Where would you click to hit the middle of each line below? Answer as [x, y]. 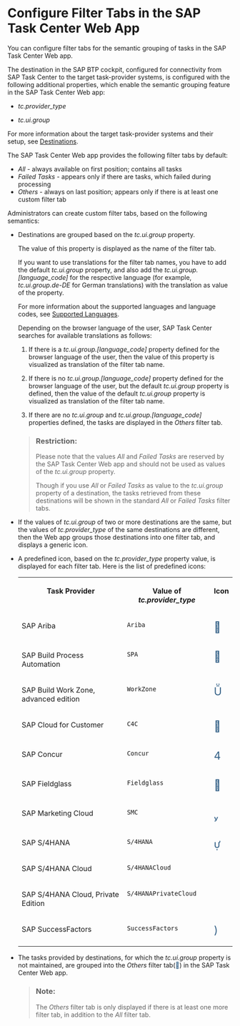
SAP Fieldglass [46, 784]
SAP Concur [42, 755]
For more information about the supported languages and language [117, 306]
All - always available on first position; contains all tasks [100, 169]
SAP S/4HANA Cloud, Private [70, 895]
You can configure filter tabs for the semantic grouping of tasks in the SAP [117, 48]
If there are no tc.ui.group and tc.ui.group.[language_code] [115, 415]
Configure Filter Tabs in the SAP [104, 13]
